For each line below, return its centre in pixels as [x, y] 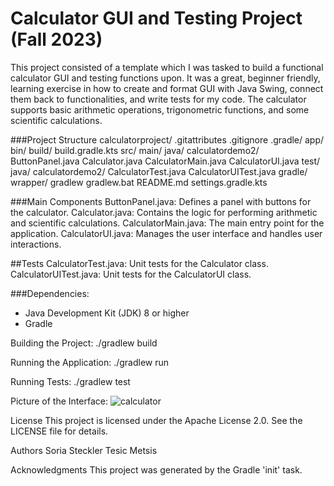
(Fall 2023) [56, 39]
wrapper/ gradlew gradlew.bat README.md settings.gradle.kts [139, 182]
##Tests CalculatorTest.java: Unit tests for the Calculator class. [139, 263]
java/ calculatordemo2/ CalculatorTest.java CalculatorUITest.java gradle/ [159, 171]
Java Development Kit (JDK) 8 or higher [107, 313]
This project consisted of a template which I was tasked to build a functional [167, 67]
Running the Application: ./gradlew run [90, 362]
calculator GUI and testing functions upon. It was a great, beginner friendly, [165, 78]
